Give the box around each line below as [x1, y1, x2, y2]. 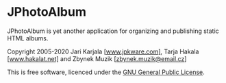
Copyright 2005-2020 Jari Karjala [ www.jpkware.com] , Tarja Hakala [7, 47, 199, 56]
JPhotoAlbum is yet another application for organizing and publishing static [7, 27, 219, 35]
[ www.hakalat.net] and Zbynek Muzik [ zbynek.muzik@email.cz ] [7, 54, 187, 62]
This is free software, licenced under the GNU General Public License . [7, 68, 205, 76]
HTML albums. [7, 34, 49, 42]
